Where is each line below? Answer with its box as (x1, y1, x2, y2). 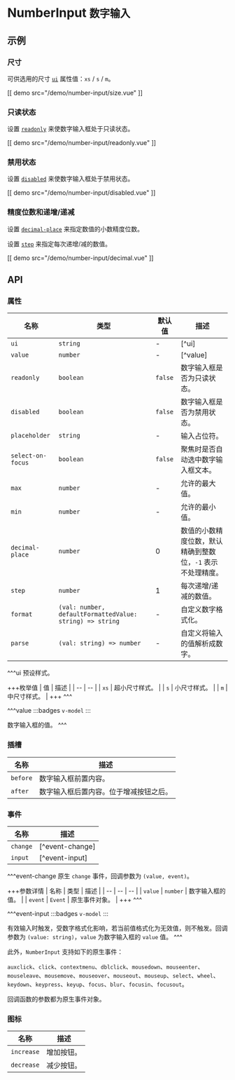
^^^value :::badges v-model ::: (7, 706, 91, 715)
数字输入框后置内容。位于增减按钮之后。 (39, 786, 173, 796)
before (10, 774, 33, 782)
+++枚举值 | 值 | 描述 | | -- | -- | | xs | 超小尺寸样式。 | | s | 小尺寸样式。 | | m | (7, 683, 228, 692)
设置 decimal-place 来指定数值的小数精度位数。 (7, 224, 143, 233)
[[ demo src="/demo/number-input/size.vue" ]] (7, 88, 143, 97)
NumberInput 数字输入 (7, 5, 131, 21)
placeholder (10, 432, 51, 439)
